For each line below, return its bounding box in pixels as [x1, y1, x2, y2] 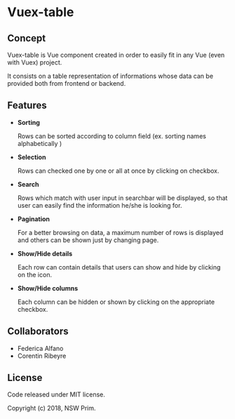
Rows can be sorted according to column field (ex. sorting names [17, 131, 207, 140]
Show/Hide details [17, 249, 73, 258]
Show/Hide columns [17, 284, 79, 292]
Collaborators [7, 326, 69, 338]
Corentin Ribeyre [17, 352, 67, 360]
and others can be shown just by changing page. [17, 236, 159, 244]
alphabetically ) [17, 139, 62, 147]
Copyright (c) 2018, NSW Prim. [7, 404, 96, 413]
